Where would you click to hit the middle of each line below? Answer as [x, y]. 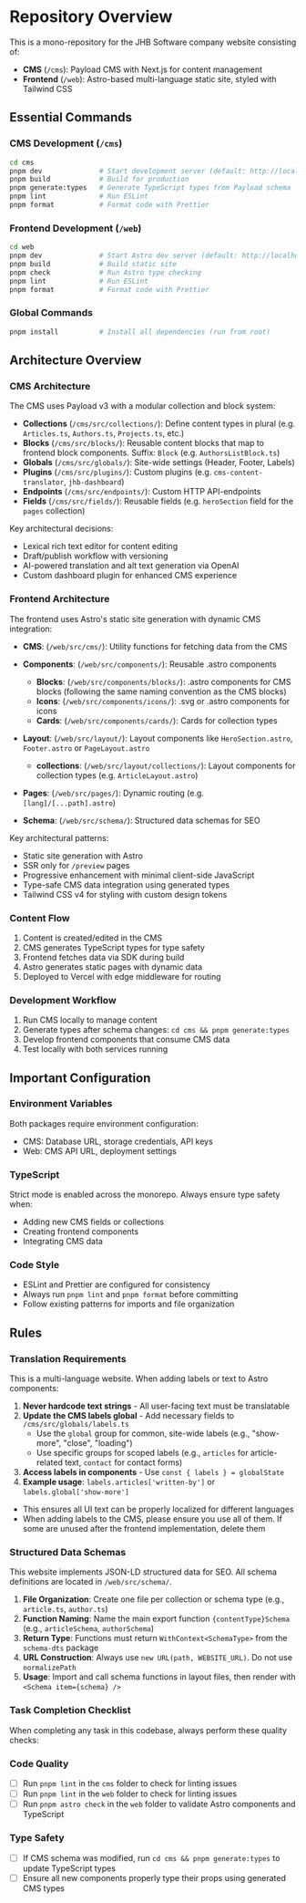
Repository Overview [91, 17]
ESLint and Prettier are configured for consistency [117, 1284]
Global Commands [51, 313]
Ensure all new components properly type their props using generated [154, 1877]
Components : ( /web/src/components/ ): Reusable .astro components [149, 664]
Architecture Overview [76, 360]
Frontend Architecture [60, 599]
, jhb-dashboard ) [94, 482]
